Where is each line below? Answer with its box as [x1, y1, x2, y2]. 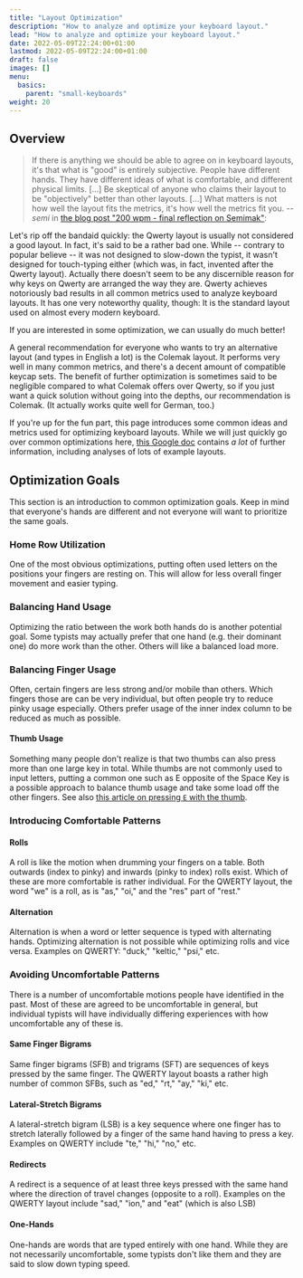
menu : [9, 72, 30, 81]
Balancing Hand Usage [9, 601, 111, 614]
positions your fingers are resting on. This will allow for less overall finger [9, 568, 282, 579]
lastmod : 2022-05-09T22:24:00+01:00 [9, 47, 147, 56]
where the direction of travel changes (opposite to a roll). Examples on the [9, 1188, 286, 1199]
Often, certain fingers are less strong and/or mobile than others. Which [9, 683, 273, 694]
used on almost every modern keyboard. [9, 307, 161, 318]
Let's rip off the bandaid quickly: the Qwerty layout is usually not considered [9, 230, 294, 241]
